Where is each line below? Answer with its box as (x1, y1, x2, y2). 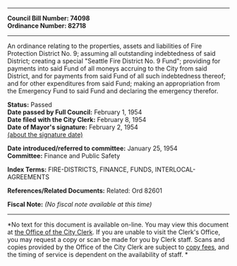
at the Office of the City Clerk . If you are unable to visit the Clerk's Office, (7, 228, 221, 236)
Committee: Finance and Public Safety (7, 152, 121, 159)
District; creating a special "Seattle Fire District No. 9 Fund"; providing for (7, 57, 221, 65)
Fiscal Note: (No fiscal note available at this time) (7, 200, 152, 208)
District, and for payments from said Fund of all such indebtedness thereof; (7, 72, 226, 80)
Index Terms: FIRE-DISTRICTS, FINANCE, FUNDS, (7, 165, 154, 174)
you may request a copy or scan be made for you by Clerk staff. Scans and (7, 236, 225, 243)
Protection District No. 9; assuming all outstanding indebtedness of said (7, 49, 217, 57)
